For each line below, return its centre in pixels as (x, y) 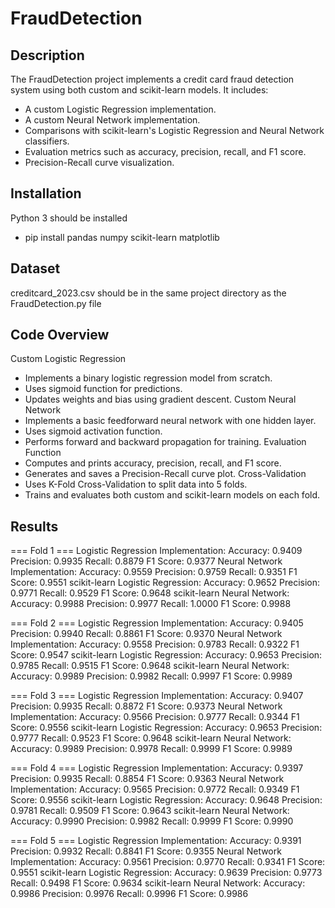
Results (34, 526)
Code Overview (60, 335)
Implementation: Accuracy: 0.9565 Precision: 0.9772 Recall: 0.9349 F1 (155, 789)
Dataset (35, 268)
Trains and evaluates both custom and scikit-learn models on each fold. (172, 495)
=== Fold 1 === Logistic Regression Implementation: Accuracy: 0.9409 (156, 551)
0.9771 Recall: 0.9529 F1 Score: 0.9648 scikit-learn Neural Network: (150, 593)
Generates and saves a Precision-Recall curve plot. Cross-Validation (165, 474)
